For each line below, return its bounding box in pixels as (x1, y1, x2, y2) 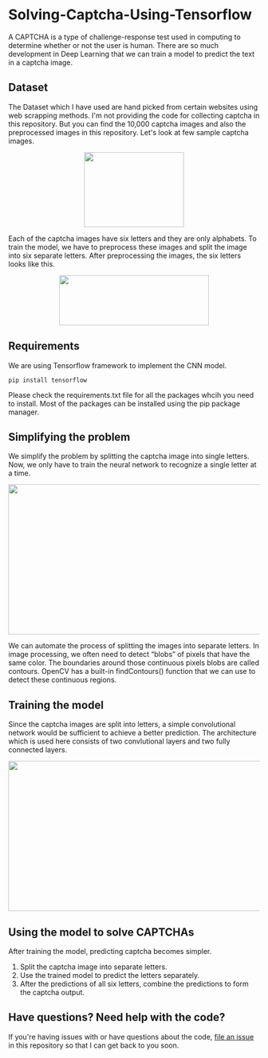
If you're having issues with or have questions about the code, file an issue (8, 1032, 254, 1041)
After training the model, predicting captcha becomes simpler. (8, 947, 212, 956)
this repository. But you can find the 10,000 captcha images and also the (8, 118, 246, 129)
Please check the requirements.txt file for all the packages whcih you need (8, 390, 254, 399)
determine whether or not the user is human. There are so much (8, 40, 219, 50)
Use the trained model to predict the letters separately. (19, 971, 200, 980)
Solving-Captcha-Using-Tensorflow (8, 6, 253, 24)
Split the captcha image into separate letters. (19, 962, 167, 972)
